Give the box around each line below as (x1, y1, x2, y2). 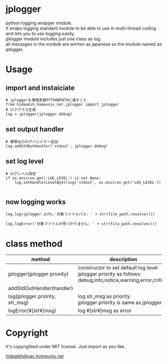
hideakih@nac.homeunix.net (5, 353, 64, 359)
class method (5, 238, 63, 249)
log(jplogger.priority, (8, 293, 56, 300)
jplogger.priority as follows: (78, 271, 142, 277)
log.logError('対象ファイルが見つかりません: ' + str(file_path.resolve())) (5, 221, 158, 227)
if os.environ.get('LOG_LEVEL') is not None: (5, 176, 101, 181)
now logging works (5, 197, 66, 206)
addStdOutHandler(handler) (8, 285, 73, 292)
